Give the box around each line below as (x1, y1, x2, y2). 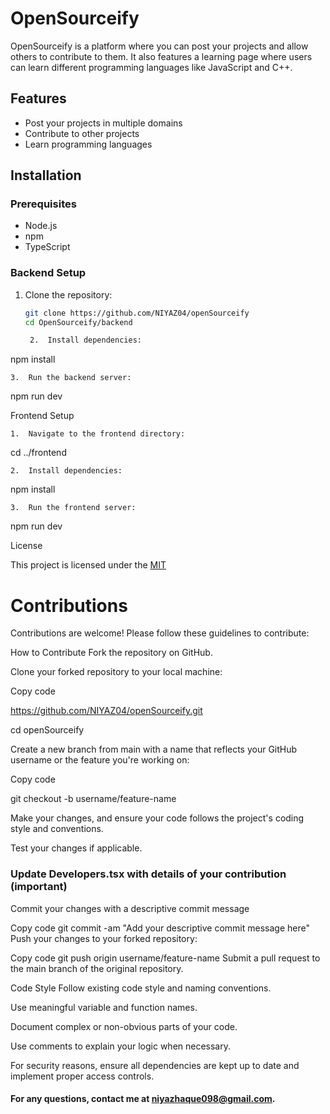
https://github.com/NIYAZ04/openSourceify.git (10, 705, 203, 717)
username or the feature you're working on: (10, 754, 190, 766)
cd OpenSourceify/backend (24, 317, 133, 327)
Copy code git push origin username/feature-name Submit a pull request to (10, 952, 321, 964)
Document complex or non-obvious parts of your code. (10, 1020, 238, 1032)
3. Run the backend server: (10, 373, 132, 383)
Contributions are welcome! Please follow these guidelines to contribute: (10, 627, 310, 639)
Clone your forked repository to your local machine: (10, 666, 223, 678)
